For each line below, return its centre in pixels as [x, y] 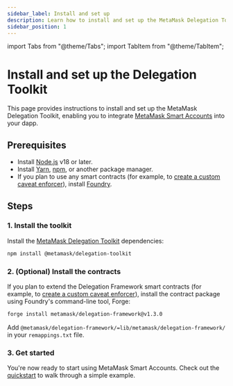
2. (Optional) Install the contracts [64, 271]
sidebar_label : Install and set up [59, 14]
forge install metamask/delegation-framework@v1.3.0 [85, 314]
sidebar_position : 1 [37, 26]
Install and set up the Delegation [102, 74]
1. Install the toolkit [40, 225]
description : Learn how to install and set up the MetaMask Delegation [113, 20]
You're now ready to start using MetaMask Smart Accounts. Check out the [113, 368]
